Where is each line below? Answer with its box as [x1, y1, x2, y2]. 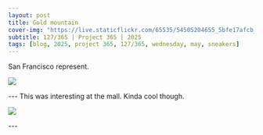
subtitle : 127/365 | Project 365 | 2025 [8, 33, 142, 41]
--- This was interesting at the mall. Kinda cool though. [8, 91, 185, 101]
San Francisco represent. [8, 62, 89, 71]
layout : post [8, 11, 51, 20]
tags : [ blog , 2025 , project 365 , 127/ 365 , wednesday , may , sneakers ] [8, 41, 240, 48]
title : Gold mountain [8, 19, 79, 27]
